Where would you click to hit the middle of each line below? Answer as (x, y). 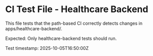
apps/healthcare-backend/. (34, 28)
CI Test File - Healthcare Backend (77, 9)
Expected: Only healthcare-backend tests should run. (61, 38)
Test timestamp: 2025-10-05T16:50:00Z (47, 48)
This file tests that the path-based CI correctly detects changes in (74, 23)
